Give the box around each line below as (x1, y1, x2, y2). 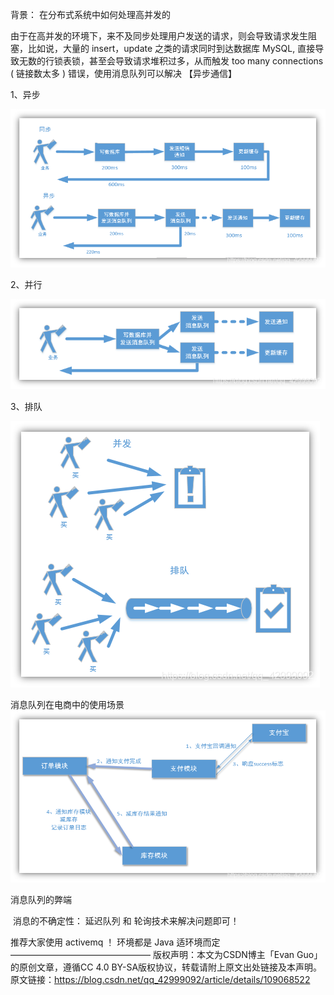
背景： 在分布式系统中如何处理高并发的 (10, 9, 171, 20)
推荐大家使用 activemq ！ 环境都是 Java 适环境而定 (10, 936, 221, 948)
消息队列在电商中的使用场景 (10, 698, 125, 710)
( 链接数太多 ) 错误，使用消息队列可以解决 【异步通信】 (10, 68, 237, 79)
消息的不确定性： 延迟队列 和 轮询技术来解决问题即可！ (12, 915, 240, 927)
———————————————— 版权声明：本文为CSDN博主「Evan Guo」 (10, 949, 323, 960)
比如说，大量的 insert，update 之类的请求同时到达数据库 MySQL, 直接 (27, 43, 316, 54)
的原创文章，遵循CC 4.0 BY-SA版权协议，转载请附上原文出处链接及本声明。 (10, 961, 323, 973)
